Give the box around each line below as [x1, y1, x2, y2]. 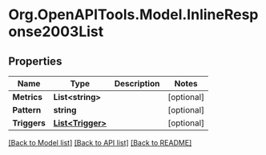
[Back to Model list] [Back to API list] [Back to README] [8, 138, 192, 147]
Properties [8, 54, 62, 68]
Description [114, 78, 160, 89]
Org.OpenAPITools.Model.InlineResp [8, 6, 259, 24]
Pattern [12, 105, 42, 115]
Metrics [12, 92, 42, 102]
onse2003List [8, 22, 104, 41]
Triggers [12, 117, 46, 129]
